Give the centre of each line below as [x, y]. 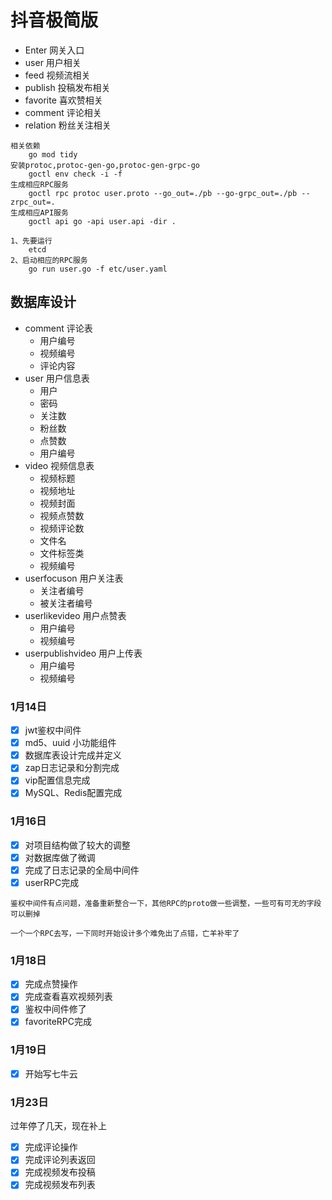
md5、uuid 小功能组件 [70, 743]
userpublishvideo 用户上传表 [83, 653]
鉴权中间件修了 [55, 1009]
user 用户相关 [53, 62]
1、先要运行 [31, 241]
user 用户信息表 [57, 378]
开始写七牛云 [51, 1073]
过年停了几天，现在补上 [58, 1126]
